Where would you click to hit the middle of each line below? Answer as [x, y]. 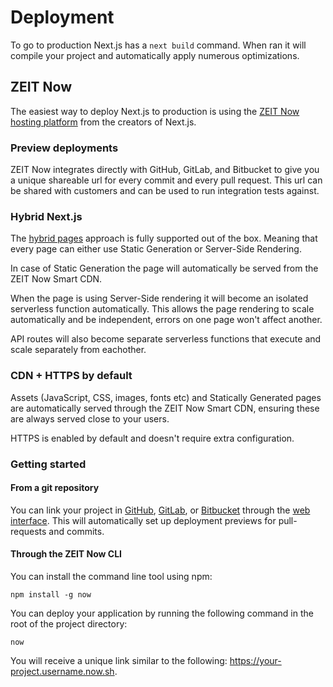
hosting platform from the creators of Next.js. [103, 122]
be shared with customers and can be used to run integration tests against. [165, 191]
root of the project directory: [69, 623]
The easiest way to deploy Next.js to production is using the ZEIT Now [155, 111]
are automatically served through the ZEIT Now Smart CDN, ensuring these [165, 408]
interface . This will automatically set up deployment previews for [143, 520]
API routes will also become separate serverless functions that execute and [166, 339]
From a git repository [55, 488]
